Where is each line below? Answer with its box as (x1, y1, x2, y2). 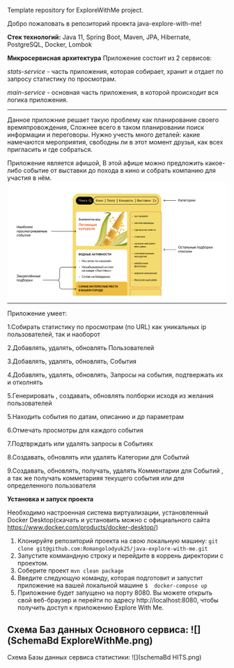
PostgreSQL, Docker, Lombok (7, 40, 93, 48)
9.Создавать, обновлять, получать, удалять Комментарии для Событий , (7, 466, 224, 475)
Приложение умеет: (7, 310, 68, 318)
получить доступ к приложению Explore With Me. (17, 603, 164, 612)
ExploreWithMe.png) (61, 635, 153, 646)
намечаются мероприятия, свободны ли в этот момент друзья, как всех (7, 138, 224, 146)
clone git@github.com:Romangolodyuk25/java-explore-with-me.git (17, 545, 208, 553)
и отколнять (7, 378, 43, 386)
